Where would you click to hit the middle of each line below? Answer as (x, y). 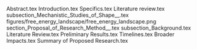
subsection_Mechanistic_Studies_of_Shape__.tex (68, 15)
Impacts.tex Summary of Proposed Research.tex (67, 41)
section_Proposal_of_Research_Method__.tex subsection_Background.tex (99, 28)
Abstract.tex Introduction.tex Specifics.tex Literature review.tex (86, 9)
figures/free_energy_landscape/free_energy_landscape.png (81, 21)
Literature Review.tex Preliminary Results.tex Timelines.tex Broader (91, 34)
